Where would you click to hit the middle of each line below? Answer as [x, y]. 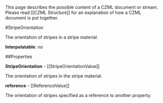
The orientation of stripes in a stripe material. [52, 37]
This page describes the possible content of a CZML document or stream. [81, 7]
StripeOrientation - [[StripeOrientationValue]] [52, 66]
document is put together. [32, 18]
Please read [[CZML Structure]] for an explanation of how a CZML [73, 12]
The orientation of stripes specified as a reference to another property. [78, 95]
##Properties [19, 56]
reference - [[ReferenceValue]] [37, 85]
